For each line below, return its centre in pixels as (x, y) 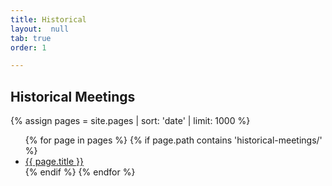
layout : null (40, 29)
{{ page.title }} (54, 162)
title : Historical (48, 19)
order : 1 (28, 47)
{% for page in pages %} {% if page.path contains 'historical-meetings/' (173, 140)
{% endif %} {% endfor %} (80, 172)
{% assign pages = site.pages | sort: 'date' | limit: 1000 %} (130, 121)
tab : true (31, 38)
